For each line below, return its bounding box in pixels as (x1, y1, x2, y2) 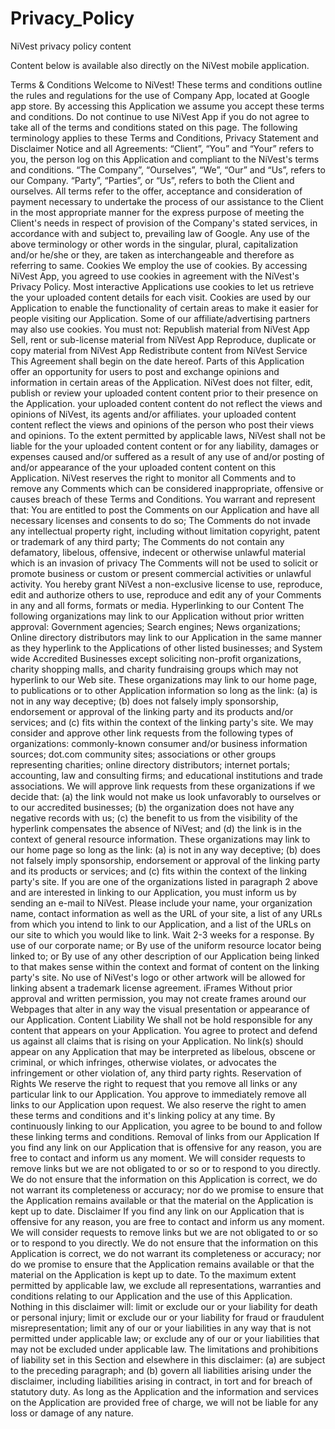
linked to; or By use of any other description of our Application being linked (10, 950, 320, 962)
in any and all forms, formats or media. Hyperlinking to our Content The (10, 599, 305, 611)
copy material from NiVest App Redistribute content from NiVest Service (10, 344, 308, 356)
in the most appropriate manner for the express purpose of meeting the (10, 206, 305, 218)
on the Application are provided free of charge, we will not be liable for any (10, 1396, 319, 1408)
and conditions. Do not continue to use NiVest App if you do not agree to (10, 110, 310, 122)
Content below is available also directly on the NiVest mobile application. (10, 59, 310, 71)
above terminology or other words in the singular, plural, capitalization (10, 238, 298, 250)
